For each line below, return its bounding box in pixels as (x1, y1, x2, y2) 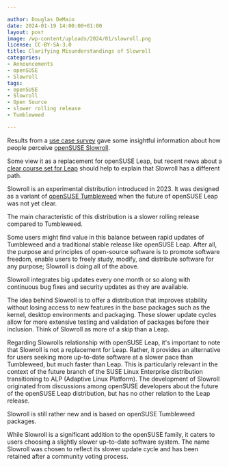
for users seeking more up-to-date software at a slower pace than (7, 353, 193, 361)
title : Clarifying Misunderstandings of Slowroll (7, 48, 152, 55)
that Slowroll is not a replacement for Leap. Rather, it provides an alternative (7, 345, 221, 353)
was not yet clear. (7, 199, 57, 207)
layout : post (7, 29, 44, 36)
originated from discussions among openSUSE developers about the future (7, 381, 219, 390)
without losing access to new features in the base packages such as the (7, 303, 211, 312)
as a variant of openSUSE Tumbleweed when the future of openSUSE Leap (7, 192, 219, 200)
